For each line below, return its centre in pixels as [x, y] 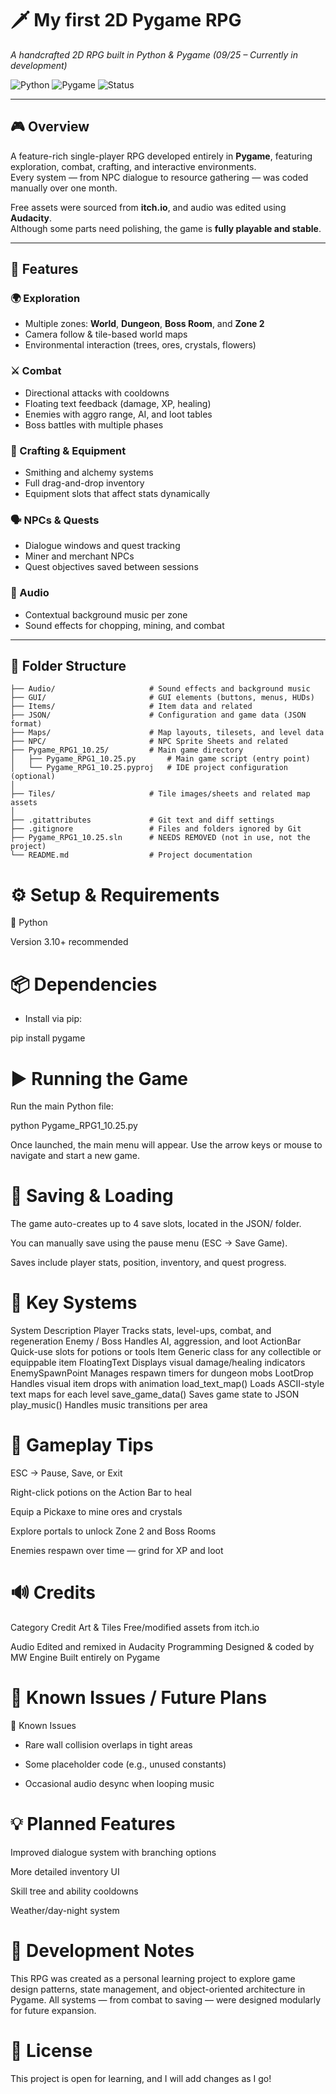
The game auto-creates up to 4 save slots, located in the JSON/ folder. [156, 1224]
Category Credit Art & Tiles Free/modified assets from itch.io [135, 1627]
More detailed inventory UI [65, 1871]
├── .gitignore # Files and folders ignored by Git [156, 829]
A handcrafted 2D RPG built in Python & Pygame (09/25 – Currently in [154, 54]
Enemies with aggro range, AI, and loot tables [118, 414]
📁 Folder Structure [68, 666]
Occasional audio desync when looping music [119, 1783]
